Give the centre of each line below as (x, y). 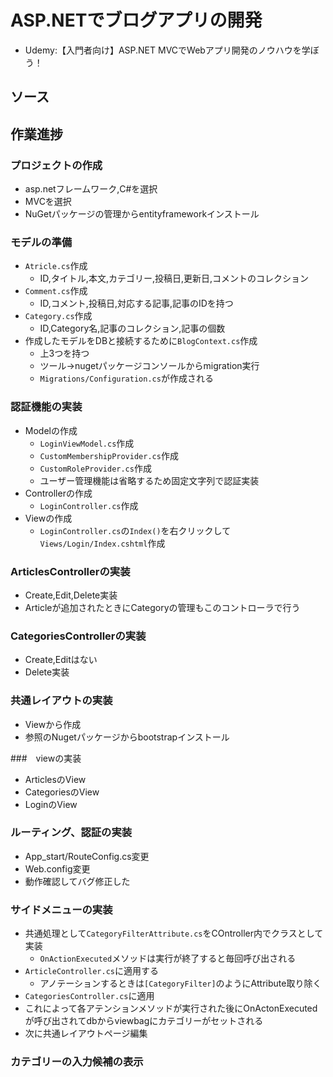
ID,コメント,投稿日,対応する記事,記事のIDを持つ (136, 303)
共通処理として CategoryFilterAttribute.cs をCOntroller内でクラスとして (174, 933)
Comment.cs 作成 (56, 291)
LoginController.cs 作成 (89, 505)
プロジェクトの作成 (56, 165)
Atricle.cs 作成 (56, 266)
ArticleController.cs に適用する (91, 971)
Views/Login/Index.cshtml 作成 (102, 543)
